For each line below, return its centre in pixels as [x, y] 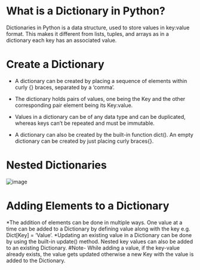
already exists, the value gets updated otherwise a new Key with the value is [100, 254]
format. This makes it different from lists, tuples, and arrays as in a [87, 33]
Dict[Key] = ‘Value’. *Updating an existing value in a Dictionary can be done [99, 235]
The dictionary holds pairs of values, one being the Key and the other [100, 99]
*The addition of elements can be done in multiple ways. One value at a [94, 222]
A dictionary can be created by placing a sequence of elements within [101, 81]
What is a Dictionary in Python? [86, 11]
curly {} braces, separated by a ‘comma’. [65, 87]
